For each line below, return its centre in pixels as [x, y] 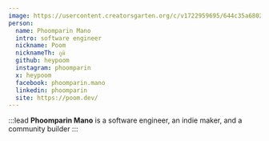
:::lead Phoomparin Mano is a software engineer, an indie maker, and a [125, 120]
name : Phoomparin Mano [53, 30]
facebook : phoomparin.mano [60, 83]
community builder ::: [43, 129]
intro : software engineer [59, 38]
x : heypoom [34, 75]
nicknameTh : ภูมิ [40, 53]
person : [21, 23]
